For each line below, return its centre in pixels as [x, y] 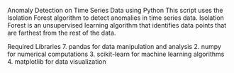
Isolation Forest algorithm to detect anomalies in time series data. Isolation [116, 18]
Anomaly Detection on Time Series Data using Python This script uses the [115, 10]
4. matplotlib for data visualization [57, 62]
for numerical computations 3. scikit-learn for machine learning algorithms [116, 54]
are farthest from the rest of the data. [62, 33]
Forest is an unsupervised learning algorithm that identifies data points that [117, 25]
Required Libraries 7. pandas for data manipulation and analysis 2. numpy [115, 46]
